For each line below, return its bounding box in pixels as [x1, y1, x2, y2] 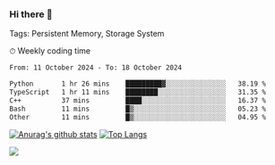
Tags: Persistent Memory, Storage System [9, 29, 165, 39]
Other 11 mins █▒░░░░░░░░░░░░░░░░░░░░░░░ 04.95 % [9, 112, 267, 121]
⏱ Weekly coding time [9, 45, 91, 56]
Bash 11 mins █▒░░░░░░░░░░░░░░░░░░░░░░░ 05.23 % [9, 104, 267, 113]
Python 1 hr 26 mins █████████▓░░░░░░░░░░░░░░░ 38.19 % [9, 79, 267, 88]
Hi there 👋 [9, 8, 54, 21]
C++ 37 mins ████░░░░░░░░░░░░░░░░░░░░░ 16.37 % [9, 95, 267, 105]
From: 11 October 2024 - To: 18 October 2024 [9, 63, 182, 72]
